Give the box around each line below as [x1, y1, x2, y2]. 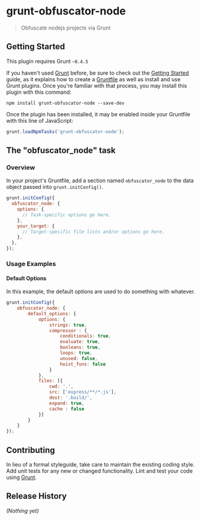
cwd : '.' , [49, 383, 74, 389]
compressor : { [49, 327, 87, 333]
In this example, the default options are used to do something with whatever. [6, 288, 196, 296]
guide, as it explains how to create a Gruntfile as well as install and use [6, 75, 181, 82]
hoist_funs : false [59, 361, 106, 367]
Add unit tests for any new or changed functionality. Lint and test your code [6, 468, 193, 474]
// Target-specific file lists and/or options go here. [22, 229, 165, 235]
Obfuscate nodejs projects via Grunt [20, 24, 111, 31]
